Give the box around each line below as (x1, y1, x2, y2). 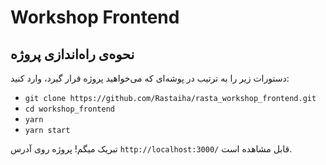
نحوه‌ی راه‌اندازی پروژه (10, 46, 135, 63)
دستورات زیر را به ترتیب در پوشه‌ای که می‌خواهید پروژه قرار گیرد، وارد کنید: (10, 72, 290, 84)
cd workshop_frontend (24, 104, 115, 114)
